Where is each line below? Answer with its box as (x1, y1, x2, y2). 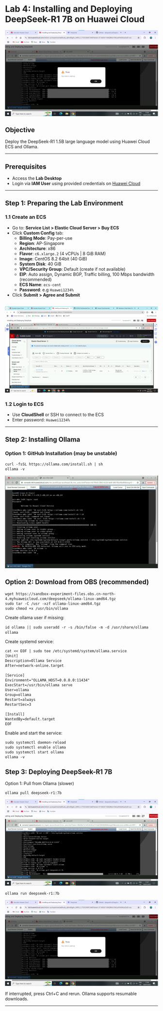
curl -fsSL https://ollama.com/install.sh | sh (5, 462, 103, 467)
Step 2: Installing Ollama (5, 436, 81, 444)
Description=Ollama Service (5, 658, 62, 663)
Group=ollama (5, 692, 32, 697)
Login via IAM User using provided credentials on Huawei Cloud (12, 181, 141, 187)
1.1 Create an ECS (5, 214, 47, 221)
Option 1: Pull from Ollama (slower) (5, 781, 74, 786)
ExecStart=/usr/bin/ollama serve (5, 682, 73, 687)
